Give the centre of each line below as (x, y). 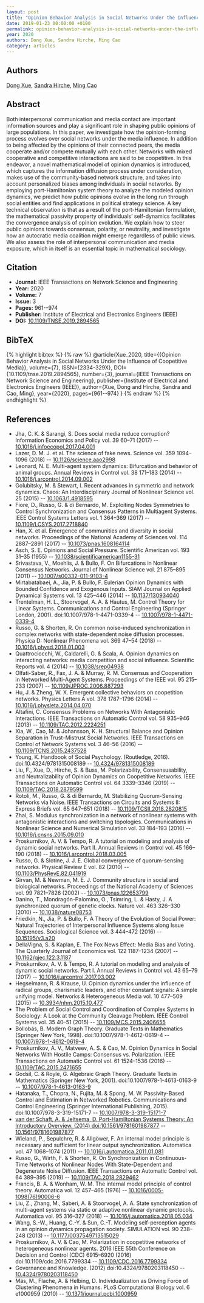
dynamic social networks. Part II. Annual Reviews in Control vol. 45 (98, 847)
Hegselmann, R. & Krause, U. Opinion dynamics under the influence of (103, 983)
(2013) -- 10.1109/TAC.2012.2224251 (60, 724)
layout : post (23, 12)
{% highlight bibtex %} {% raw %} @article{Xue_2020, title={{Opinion (93, 355)
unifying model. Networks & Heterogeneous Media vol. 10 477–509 (99, 996)
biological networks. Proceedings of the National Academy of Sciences (104, 886)
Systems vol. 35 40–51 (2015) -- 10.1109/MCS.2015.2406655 (90, 1022)
